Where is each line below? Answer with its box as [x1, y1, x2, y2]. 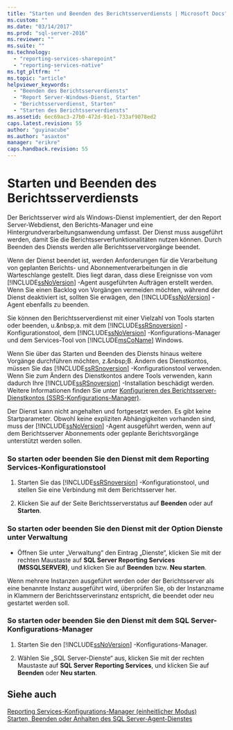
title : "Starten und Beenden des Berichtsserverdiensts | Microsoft [7, 10, 209, 17]
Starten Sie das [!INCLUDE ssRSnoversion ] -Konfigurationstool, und [17, 478, 209, 486]
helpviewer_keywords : [7, 81, 70, 88]
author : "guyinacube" [7, 126, 70, 133]
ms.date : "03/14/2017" [7, 23, 73, 30]
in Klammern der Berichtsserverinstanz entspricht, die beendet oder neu [7, 591, 214, 600]
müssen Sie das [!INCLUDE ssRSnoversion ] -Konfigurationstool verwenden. [7, 364, 222, 372]
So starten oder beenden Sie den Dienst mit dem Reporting [7, 454, 209, 464]
